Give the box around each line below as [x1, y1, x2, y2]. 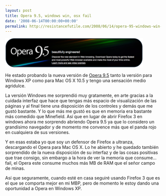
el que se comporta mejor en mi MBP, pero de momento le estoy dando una [5, 180, 159, 186]
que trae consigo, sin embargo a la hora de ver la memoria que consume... [5, 155, 157, 161]
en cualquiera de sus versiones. [5, 130, 70, 135]
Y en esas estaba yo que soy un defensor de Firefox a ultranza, [5, 139, 134, 145]
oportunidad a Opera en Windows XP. [5, 186, 83, 192]
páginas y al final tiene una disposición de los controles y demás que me [5, 103, 153, 109]
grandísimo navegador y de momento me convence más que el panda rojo [5, 124, 157, 130]
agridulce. [5, 83, 26, 89]
